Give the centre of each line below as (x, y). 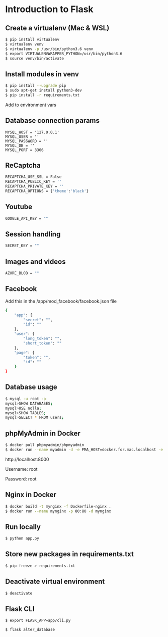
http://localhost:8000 (27, 459)
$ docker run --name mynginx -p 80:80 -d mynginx (58, 511)
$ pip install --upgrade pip (36, 86)
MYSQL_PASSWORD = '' (27, 141)
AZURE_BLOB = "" (22, 273)
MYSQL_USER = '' (22, 137)
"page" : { (25, 353)
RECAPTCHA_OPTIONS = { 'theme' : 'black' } (47, 191)
